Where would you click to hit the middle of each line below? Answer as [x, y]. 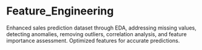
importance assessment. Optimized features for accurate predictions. [93, 40]
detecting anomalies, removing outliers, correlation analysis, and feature [96, 34]
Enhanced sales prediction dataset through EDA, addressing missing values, [101, 28]
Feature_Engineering [60, 11]
